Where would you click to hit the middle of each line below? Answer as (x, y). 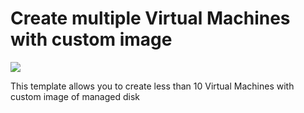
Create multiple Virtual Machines (150, 18)
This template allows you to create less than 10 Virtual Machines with (152, 86)
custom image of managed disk (75, 96)
